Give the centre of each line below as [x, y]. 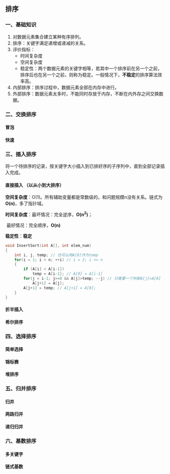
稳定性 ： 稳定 [18, 236]
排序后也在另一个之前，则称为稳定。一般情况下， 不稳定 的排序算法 [89, 74]
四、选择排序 [21, 336]
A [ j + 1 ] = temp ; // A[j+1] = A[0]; [60, 288]
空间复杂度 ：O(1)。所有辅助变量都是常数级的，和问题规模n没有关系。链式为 [84, 197]
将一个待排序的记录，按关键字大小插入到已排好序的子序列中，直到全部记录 [83, 166]
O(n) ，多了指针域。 [26, 203]
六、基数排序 [21, 441]
